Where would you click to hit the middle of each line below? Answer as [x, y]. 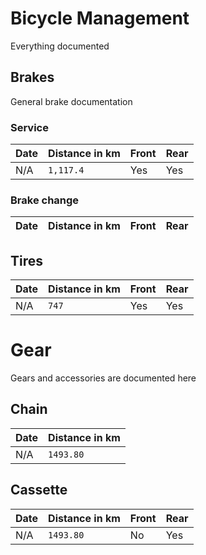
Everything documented [60, 46]
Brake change [45, 200]
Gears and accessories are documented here [103, 378]
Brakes [32, 77]
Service [29, 127]
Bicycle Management [100, 18]
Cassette [39, 490]
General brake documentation [71, 101]
